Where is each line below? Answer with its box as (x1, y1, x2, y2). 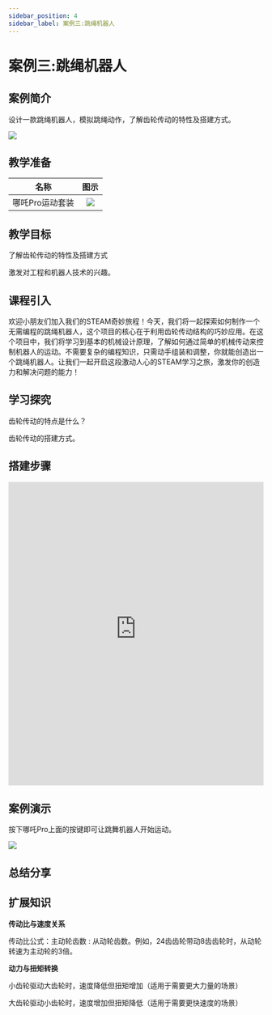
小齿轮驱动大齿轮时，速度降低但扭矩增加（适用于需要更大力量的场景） (8, 980, 243, 990)
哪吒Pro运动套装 (12, 197, 74, 209)
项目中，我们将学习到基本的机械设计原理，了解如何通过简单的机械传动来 (15, 337, 257, 346)
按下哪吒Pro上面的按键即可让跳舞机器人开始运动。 (8, 825, 176, 835)
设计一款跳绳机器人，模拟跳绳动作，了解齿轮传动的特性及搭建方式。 (8, 114, 236, 124)
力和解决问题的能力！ (8, 367, 79, 376)
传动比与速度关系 (8, 919, 66, 928)
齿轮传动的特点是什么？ (8, 416, 87, 426)
